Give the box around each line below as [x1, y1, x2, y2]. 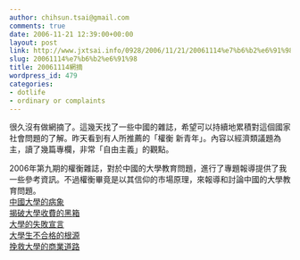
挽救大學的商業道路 [9, 241, 80, 252]
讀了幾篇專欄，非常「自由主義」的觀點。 [24, 144, 174, 155]
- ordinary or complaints [9, 96, 105, 105]
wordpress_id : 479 [9, 71, 78, 80]
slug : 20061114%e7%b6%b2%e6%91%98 [9, 55, 138, 63]
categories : [9, 80, 54, 88]
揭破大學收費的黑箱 [9, 207, 80, 219]
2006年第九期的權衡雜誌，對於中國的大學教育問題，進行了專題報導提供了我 [9, 163, 287, 174]
